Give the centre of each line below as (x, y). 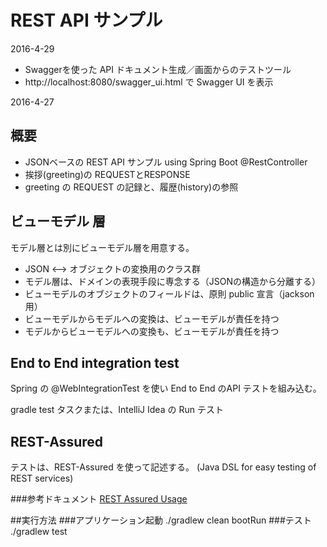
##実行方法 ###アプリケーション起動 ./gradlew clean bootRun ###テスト (161, 520)
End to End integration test (95, 362)
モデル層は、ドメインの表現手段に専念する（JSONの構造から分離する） (173, 281)
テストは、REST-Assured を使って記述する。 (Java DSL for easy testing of (163, 467)
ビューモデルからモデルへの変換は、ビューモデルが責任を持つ (152, 318)
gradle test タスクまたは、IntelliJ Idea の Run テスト (117, 410)
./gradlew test (39, 532)
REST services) (42, 478)
